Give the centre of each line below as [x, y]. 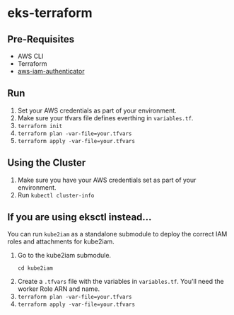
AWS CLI [30, 56]
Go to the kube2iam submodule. [64, 256]
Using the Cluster [47, 163]
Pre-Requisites [41, 39]
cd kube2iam [35, 268]
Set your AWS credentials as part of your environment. [97, 110]
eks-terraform [50, 13]
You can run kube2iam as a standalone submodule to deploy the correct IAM [117, 234]
